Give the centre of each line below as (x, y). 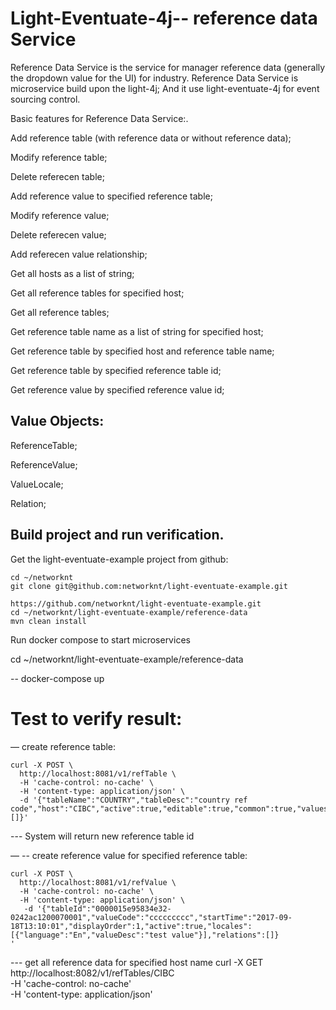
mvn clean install (48, 621)
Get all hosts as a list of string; (72, 273)
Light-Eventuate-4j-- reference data (164, 18)
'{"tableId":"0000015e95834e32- (104, 908)
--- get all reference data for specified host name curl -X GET (137, 962)
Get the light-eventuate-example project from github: (119, 559)
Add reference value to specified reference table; (111, 196)
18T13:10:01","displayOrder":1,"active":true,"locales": (131, 926)
